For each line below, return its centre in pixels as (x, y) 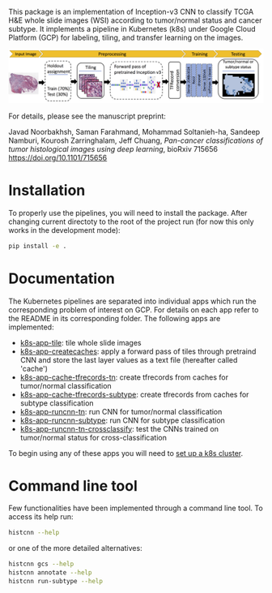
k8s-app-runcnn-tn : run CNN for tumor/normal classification (121, 411)
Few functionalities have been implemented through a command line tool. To (136, 508)
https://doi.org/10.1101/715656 (58, 157)
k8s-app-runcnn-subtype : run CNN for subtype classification (122, 420)
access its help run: (41, 517)
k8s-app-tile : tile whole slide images (81, 342)
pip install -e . (38, 246)
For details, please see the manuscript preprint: (87, 116)
